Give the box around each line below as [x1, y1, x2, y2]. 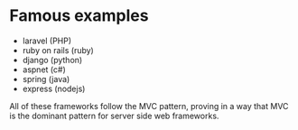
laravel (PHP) [22, 35, 72, 46]
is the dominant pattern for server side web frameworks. [9, 110, 219, 121]
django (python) [22, 54, 83, 65]
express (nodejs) [22, 83, 86, 94]
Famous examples [9, 5, 149, 26]
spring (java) [22, 73, 70, 84]
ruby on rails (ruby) [22, 44, 95, 55]
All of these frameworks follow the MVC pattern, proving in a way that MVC [9, 100, 289, 111]
